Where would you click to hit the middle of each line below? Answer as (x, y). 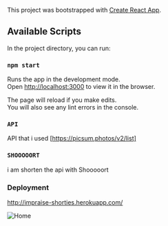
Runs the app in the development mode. (64, 79)
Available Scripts (44, 31)
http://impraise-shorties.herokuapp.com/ (65, 202)
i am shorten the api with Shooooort (58, 169)
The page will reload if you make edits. (62, 100)
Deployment (28, 187)
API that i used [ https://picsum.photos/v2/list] (72, 138)
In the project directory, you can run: (59, 48)
